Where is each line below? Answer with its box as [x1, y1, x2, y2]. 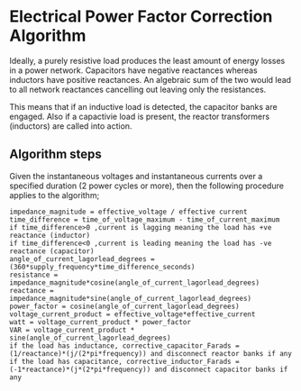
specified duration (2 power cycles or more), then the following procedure [9, 180, 284, 191]
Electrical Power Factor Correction [9, 6, 273, 27]
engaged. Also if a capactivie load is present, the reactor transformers [9, 111, 270, 122]
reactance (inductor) [9, 231, 91, 240]
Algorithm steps [9, 147, 102, 162]
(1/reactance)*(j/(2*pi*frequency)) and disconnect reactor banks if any [9, 349, 293, 358]
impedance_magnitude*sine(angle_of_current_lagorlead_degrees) [9, 294, 252, 303]
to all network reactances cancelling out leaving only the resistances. [9, 84, 267, 95]
